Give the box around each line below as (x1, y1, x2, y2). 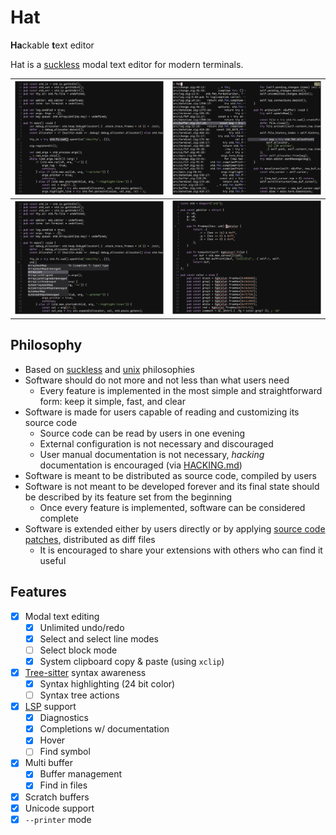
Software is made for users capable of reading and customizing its (24, 406, 300, 418)
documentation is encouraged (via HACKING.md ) (39, 459, 243, 471)
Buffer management (39, 768, 123, 780)
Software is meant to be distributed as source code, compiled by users (24, 469, 317, 481)
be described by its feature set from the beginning (24, 491, 233, 503)
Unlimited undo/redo (39, 621, 125, 633)
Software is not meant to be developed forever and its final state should (24, 480, 320, 492)
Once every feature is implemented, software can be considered (39, 501, 306, 513)
